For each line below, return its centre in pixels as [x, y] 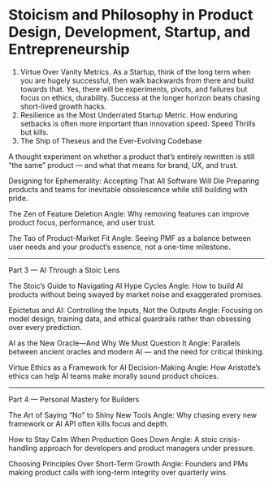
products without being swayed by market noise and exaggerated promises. [136, 294]
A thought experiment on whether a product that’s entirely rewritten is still [132, 157]
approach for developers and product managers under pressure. [147, 448]
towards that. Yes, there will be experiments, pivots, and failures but [134, 89]
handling [23, 448]
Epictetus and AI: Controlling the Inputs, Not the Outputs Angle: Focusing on [135, 310]
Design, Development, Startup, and [129, 32]
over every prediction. [45, 327]
